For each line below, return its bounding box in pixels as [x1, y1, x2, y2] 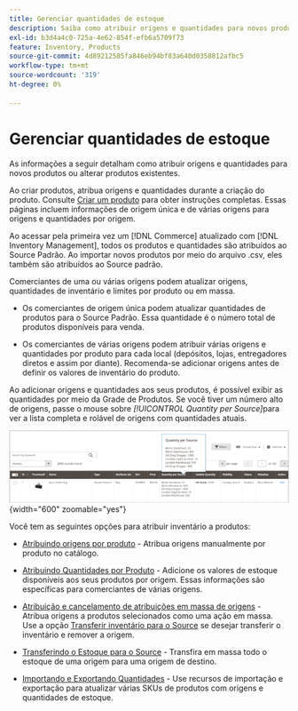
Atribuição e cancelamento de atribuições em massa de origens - [21, 601, 262, 611]
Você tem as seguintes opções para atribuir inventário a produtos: [9, 521, 251, 531]
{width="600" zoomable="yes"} [9, 503, 127, 515]
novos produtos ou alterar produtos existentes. [9, 167, 180, 178]
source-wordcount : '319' [9, 71, 101, 80]
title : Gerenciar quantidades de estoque [9, 14, 165, 23]
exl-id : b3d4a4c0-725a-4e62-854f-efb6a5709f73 [9, 33, 184, 42]
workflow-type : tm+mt [9, 61, 90, 70]
